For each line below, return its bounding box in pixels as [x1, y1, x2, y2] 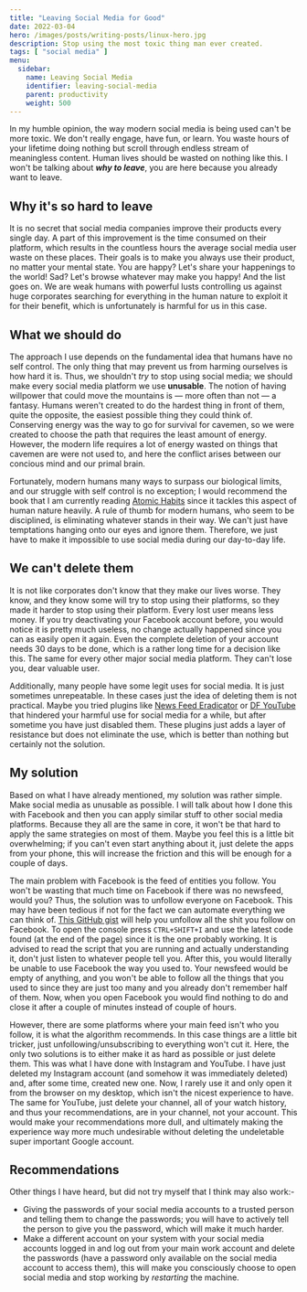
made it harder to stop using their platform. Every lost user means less [9, 604, 274, 615]
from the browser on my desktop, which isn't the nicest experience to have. [9, 1087, 294, 1098]
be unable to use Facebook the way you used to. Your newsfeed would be [9, 962, 289, 974]
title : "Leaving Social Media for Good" [9, 13, 166, 23]
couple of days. [9, 857, 69, 869]
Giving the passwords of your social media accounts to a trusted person [22, 1204, 294, 1215]
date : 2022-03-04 [9, 22, 76, 31]
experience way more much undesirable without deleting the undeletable [9, 1126, 285, 1137]
